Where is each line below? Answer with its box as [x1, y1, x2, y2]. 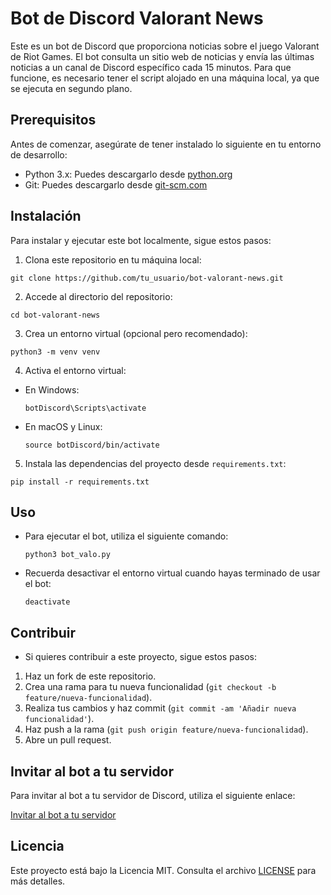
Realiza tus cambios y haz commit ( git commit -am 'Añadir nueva [24, 702, 297, 714]
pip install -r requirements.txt [10, 477, 150, 487]
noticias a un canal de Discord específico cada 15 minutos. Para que [10, 61, 292, 73]
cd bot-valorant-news [10, 310, 101, 320]
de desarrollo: [10, 148, 68, 161]
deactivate [24, 597, 71, 607]
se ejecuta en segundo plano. [10, 82, 133, 94]
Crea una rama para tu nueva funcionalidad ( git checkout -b [24, 681, 277, 693]
